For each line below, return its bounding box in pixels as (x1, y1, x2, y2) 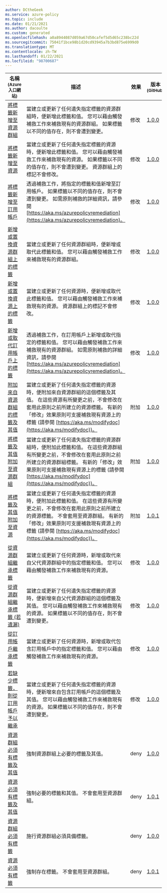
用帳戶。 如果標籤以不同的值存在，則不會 (26, 188, 123, 195)
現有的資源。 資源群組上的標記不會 (31, 303, 113, 310)
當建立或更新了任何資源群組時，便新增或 (26, 241, 121, 248)
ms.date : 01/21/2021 (5, 21, 48, 26)
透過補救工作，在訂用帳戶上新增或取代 (26, 332, 116, 339)
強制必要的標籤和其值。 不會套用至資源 (26, 790, 118, 797)
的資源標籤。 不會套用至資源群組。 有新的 (26, 512, 124, 519)
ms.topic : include (5, 16, 43, 21)
